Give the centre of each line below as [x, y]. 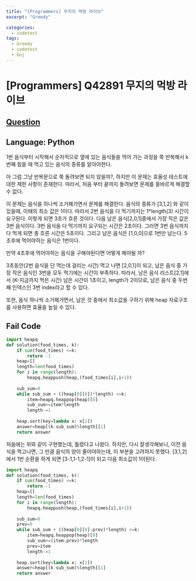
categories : [20, 28]
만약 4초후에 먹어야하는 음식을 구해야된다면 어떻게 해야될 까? [75, 253]
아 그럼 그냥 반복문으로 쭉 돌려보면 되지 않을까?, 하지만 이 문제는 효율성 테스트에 [97, 177]
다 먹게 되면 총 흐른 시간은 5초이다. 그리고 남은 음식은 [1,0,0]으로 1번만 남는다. [94, 233]
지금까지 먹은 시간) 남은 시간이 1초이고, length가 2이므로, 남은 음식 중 [98, 280]
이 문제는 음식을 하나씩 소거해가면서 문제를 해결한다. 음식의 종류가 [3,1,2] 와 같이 [97, 204]
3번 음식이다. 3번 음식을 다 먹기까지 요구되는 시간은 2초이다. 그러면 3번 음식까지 [97, 226]
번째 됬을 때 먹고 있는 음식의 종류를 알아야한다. [59, 164]
